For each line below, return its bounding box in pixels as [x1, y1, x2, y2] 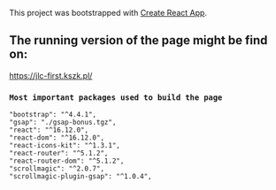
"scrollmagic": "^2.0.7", [9, 164, 104, 173]
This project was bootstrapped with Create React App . [9, 8, 208, 18]
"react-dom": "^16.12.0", [9, 133, 104, 142]
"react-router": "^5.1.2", [9, 149, 109, 158]
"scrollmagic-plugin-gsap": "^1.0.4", [9, 172, 152, 181]
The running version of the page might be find [9, 33, 268, 48]
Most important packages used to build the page [9, 92, 223, 103]
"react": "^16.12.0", [9, 125, 89, 135]
